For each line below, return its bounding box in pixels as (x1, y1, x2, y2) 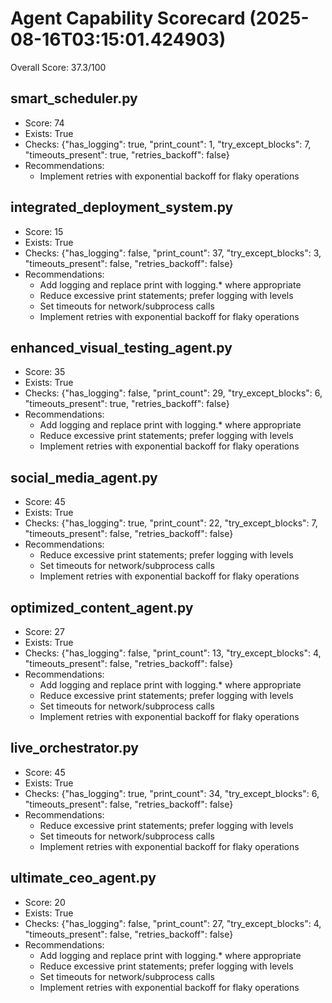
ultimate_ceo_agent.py (10, 870, 157, 887)
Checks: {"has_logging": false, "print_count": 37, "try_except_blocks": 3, (24, 247, 322, 259)
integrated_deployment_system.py (10, 199, 234, 216)
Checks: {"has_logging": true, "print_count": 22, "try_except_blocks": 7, (24, 517, 318, 529)
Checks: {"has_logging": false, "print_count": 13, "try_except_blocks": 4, (24, 647, 322, 659)
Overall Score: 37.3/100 (10, 61, 107, 73)
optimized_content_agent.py (10, 599, 194, 616)
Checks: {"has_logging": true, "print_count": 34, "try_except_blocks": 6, (24, 787, 320, 799)
